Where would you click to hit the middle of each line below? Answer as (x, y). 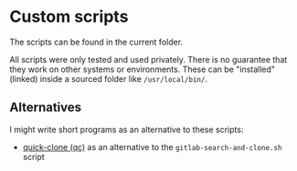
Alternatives (46, 108)
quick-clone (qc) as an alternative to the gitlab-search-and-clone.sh (152, 146)
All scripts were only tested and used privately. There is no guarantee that (148, 59)
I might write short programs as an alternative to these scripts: (127, 129)
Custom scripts (69, 17)
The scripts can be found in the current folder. (96, 42)
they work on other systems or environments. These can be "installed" (143, 69)
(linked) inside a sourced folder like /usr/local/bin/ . (109, 78)
